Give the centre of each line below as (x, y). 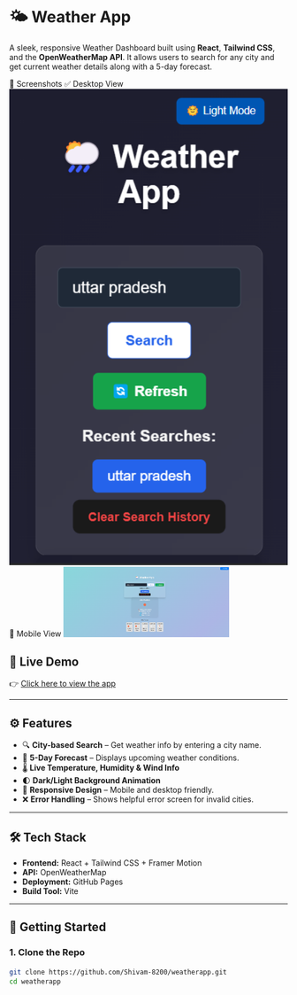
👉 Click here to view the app (63, 684)
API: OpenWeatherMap (64, 873)
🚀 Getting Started (58, 927)
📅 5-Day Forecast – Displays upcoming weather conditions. (131, 758)
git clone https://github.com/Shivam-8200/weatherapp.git (118, 972)
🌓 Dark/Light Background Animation (91, 781)
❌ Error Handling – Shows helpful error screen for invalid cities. (138, 799)
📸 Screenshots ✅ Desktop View (66, 83)
